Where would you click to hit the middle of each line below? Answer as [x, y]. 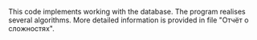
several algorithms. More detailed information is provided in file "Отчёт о [128, 20]
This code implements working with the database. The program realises [127, 12]
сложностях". [31, 28]
